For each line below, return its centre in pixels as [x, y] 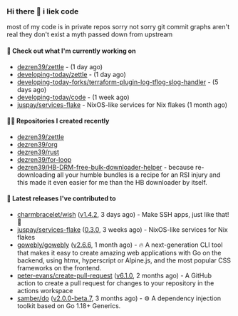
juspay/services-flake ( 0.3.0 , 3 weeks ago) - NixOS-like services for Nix [123, 229]
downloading [36, 175]
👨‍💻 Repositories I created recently [58, 121]
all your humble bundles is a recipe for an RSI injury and [139, 175]
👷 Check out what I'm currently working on [71, 51]
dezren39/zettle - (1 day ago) [60, 66]
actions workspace [45, 290]
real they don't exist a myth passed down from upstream [90, 34]
